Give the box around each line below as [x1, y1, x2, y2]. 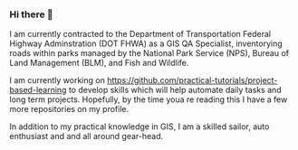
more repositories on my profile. [9, 104, 130, 115]
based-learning [9, 85, 67, 96]
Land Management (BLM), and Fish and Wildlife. [9, 58, 189, 69]
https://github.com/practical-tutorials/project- [107, 75, 278, 86]
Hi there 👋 [9, 8, 54, 21]
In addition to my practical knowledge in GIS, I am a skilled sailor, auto [9, 121, 270, 132]
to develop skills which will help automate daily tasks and [68, 85, 283, 96]
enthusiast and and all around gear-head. [9, 131, 164, 142]
